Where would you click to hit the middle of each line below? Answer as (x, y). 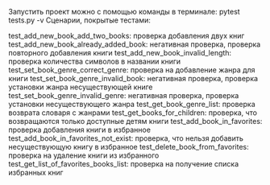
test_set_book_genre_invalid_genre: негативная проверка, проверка (124, 95)
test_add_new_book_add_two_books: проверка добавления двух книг (127, 36)
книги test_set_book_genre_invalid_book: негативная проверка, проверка (133, 78)
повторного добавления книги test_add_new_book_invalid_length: (120, 53)
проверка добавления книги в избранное (80, 129)
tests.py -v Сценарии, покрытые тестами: (80, 20)
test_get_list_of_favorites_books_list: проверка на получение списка (124, 164)
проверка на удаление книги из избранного (84, 155)
